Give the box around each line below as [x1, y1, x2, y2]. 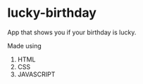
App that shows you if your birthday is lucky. [7, 28, 137, 36]
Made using [7, 41, 42, 50]
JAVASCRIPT [17, 70, 56, 78]
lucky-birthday [7, 5, 97, 21]
